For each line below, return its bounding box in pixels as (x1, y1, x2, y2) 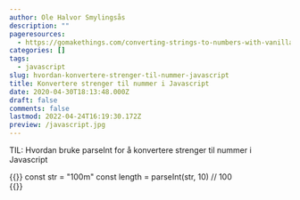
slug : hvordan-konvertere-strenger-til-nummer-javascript (9, 71, 229, 80)
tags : (9, 54, 29, 63)
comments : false (9, 104, 70, 113)
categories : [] (9, 46, 66, 55)
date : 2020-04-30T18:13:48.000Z (9, 87, 129, 96)
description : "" (9, 21, 70, 30)
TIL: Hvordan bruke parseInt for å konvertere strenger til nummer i (9, 145, 252, 156)
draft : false (9, 95, 58, 105)
